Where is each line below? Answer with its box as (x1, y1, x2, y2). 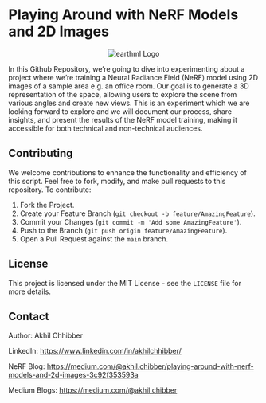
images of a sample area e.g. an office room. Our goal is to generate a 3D (8, 81, 249, 91)
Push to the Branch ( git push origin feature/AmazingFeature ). (19, 225, 228, 235)
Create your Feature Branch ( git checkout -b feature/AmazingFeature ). (19, 209, 256, 218)
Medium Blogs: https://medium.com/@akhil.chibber (8, 385, 178, 395)
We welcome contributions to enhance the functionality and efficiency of (8, 167, 247, 177)
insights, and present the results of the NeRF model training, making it (8, 115, 237, 124)
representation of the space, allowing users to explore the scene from (8, 89, 237, 99)
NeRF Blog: (8, 362, 45, 371)
